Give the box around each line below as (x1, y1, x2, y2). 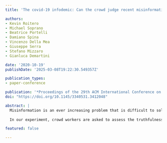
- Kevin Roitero (5, 21, 39, 26)
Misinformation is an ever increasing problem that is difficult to (9, 108, 155, 113)
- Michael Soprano (5, 25, 43, 30)
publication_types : (5, 76, 46, 81)
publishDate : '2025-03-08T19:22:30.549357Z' (5, 67, 99, 72)
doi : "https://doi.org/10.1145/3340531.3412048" (5, 94, 108, 99)
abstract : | (5, 103, 30, 108)
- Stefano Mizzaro (5, 48, 43, 54)
